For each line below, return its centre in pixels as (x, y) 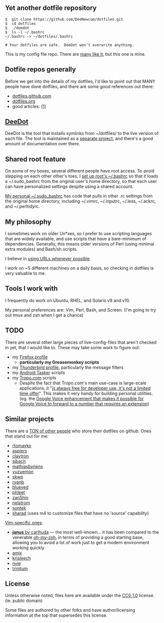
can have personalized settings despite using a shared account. (69, 187)
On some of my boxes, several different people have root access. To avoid (80, 171)
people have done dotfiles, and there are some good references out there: (80, 86)
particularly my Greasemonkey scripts (59, 362)
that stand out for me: (27, 436)
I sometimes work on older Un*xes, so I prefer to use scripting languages (79, 234)
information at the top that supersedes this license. (56, 615)
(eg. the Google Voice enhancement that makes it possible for (82, 399)
